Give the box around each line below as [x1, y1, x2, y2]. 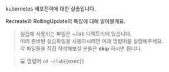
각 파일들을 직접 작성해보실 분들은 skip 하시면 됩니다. [19, 45, 143, 52]
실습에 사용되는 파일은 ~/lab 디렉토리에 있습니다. [19, 30, 132, 37]
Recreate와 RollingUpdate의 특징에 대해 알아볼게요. [5, 18, 126, 25]
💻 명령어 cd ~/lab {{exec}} [19, 58, 84, 64]
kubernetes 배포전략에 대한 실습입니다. [5, 5, 97, 12]
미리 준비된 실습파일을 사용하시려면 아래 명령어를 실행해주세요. [19, 38, 164, 44]
